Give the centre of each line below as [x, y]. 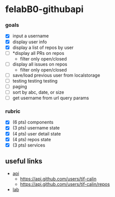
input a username [31, 36]
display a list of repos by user [43, 47]
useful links [24, 161]
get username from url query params [51, 98]
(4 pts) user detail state [37, 134]
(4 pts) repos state [32, 139]
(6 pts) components [33, 122]
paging [20, 86]
